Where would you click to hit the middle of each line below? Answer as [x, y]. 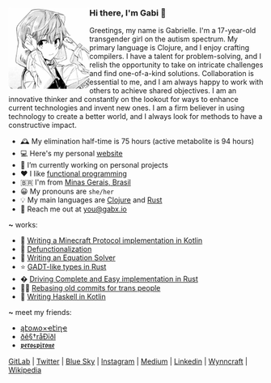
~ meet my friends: [40, 313]
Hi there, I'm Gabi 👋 [128, 13]
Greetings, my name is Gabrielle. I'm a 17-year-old [173, 31]
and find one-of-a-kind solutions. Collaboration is [172, 74]
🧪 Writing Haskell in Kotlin [63, 297]
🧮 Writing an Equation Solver [68, 257]
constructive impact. [42, 126]
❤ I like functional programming [74, 174]
